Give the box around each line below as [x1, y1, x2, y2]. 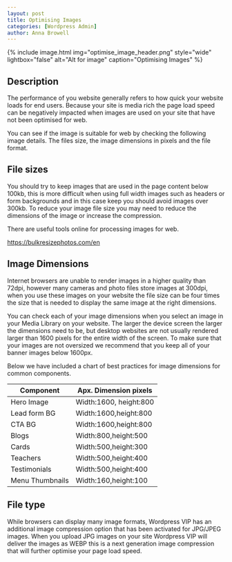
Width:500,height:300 [75, 442, 148, 452]
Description [7, 75, 59, 87]
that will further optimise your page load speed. [7, 546, 142, 555]
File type [7, 499, 46, 511]
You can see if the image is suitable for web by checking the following [7, 129, 206, 138]
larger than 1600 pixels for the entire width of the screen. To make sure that [7, 334, 222, 342]
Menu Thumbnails [10, 475, 69, 485]
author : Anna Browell [7, 29, 70, 37]
